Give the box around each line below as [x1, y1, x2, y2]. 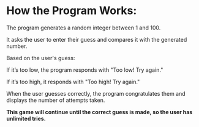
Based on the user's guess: [6, 54, 75, 61]
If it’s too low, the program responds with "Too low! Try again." [6, 66, 163, 74]
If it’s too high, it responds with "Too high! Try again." [6, 78, 140, 85]
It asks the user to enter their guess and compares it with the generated [6, 36, 187, 43]
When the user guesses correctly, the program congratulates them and [6, 90, 186, 97]
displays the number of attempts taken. [6, 96, 105, 104]
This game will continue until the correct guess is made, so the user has [6, 108, 193, 115]
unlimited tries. [6, 115, 46, 122]
